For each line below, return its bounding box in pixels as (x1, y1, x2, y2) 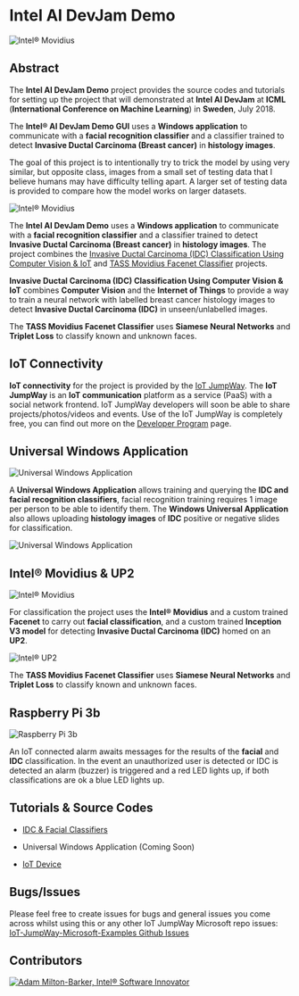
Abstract (9, 61, 60, 76)
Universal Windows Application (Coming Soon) (21, 841, 195, 852)
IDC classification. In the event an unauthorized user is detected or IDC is (9, 756, 278, 766)
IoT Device (21, 859, 62, 869)
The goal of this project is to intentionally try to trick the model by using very (9, 157, 290, 168)
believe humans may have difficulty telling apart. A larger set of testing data (9, 176, 287, 187)
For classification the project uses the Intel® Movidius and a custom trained (9, 607, 288, 618)
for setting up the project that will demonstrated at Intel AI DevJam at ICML (9, 94, 287, 104)
